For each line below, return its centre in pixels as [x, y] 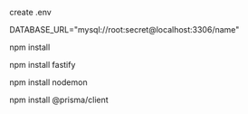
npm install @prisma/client [59, 100]
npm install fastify [43, 65]
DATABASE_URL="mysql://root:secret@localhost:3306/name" [124, 29]
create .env [30, 12]
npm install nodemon [48, 82]
